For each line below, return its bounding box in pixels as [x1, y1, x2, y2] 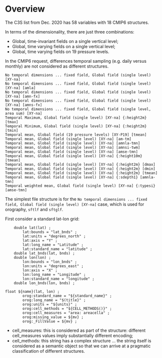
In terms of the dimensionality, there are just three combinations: [5, 29, 135, 35]
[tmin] [5, 128, 18, 133]
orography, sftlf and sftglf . [5, 206, 63, 212]
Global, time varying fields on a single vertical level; [12, 43, 116, 49]
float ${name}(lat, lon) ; [5, 289, 60, 294]
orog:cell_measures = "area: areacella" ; [22, 310, 110, 315]
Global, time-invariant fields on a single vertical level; [12, 38, 119, 44]
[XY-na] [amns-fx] [5, 102, 42, 107]
